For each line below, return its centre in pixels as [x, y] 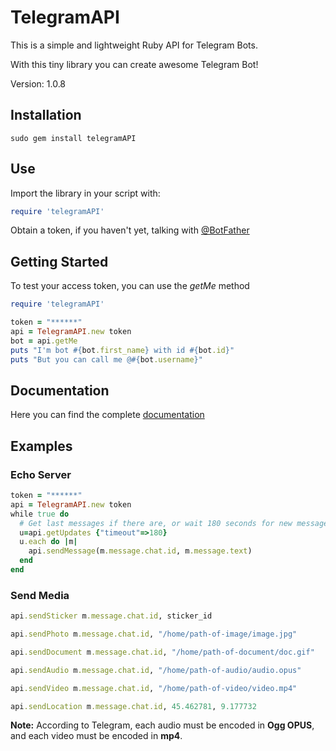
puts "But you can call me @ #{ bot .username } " [106, 359]
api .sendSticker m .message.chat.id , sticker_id [111, 616]
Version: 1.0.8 [38, 83]
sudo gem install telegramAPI [73, 138]
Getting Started [59, 261]
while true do [40, 514]
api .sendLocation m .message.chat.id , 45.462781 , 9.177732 [133, 706]
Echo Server [41, 474]
